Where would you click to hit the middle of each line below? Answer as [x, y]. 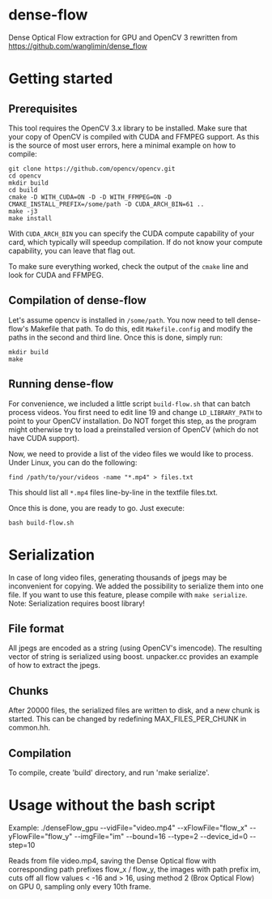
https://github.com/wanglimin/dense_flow [78, 45]
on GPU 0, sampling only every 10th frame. [80, 886]
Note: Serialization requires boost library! [77, 603]
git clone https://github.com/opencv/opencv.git [92, 169]
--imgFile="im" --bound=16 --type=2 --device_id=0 [161, 836]
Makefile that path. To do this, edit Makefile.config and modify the [142, 328]
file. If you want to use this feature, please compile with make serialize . [128, 594]
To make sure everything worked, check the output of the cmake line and [128, 266]
